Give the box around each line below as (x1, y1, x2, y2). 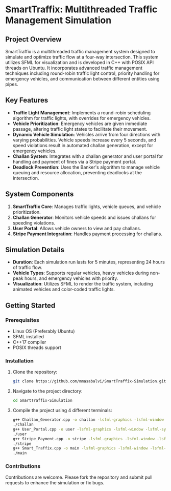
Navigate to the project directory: (12, 388, 83, 394)
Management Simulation (5, 14, 112, 26)
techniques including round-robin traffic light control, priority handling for (5, 70, 160, 76)
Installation (5, 357, 34, 364)
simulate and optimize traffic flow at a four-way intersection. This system (5, 54, 159, 60)
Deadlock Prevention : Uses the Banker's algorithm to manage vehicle (12, 164, 160, 170)
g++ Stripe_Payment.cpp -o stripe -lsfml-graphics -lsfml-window (12, 436, 155, 441)
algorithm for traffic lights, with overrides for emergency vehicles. (12, 115, 151, 121)
